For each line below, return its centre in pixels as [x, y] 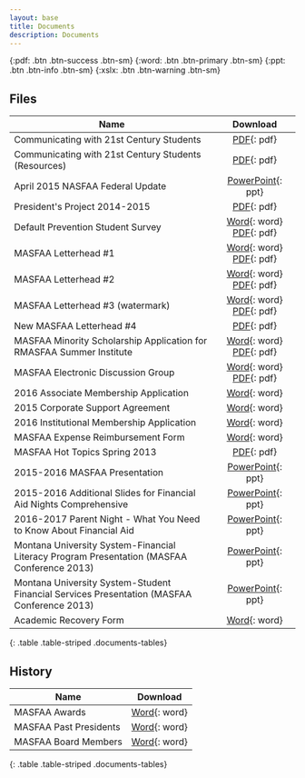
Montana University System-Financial [95, 545]
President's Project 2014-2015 [82, 207]
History [31, 671]
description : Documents [54, 35]
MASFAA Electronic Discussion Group [94, 373]
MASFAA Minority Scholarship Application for [111, 341]
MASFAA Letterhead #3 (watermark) [92, 305]
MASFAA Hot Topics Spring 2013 [85, 453]
